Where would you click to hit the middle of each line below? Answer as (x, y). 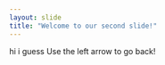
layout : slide (36, 17)
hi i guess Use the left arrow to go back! (82, 51)
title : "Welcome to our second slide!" (83, 26)
